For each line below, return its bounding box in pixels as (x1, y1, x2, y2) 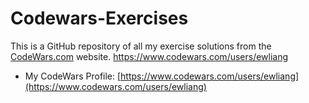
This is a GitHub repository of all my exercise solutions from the (10, 40, 272, 52)
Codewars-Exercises (10, 7, 189, 30)
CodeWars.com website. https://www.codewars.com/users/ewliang (10, 50, 289, 62)
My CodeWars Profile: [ (24, 70, 122, 82)
